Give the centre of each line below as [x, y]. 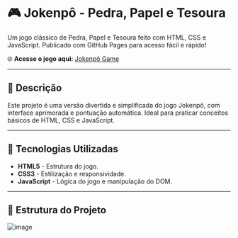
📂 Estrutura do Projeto [57, 210]
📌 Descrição [35, 88]
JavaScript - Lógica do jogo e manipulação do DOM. [95, 181]
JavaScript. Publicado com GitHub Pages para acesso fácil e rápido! [107, 45]
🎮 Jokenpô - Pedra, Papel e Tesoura [117, 13]
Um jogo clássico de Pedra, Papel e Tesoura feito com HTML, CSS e [107, 37]
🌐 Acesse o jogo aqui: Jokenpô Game [63, 58]
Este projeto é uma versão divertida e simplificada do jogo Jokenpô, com [114, 105]
